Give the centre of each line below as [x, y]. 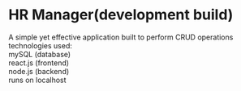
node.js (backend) [39, 71]
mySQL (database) [40, 54]
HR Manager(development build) [121, 15]
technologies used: [41, 45]
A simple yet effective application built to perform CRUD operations [121, 37]
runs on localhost [37, 80]
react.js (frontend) [39, 63]
